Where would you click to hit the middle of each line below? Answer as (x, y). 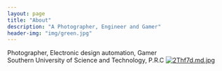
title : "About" (29, 20)
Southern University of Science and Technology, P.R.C (86, 61)
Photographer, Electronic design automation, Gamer (82, 53)
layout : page (26, 14)
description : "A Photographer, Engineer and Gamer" (84, 26)
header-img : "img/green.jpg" (50, 33)
